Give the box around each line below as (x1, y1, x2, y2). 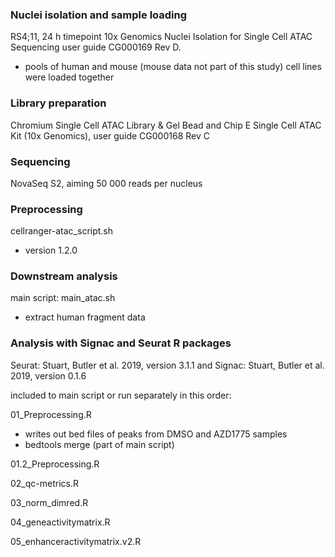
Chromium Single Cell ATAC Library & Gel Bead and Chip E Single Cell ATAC (10, 119, 322, 131)
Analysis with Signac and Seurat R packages (10, 336, 232, 350)
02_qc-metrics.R (10, 477, 79, 489)
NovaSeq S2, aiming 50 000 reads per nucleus (10, 177, 203, 189)
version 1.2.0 (24, 244, 78, 257)
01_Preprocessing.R (10, 408, 92, 420)
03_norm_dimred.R (10, 496, 89, 508)
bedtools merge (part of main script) (24, 438, 175, 450)
